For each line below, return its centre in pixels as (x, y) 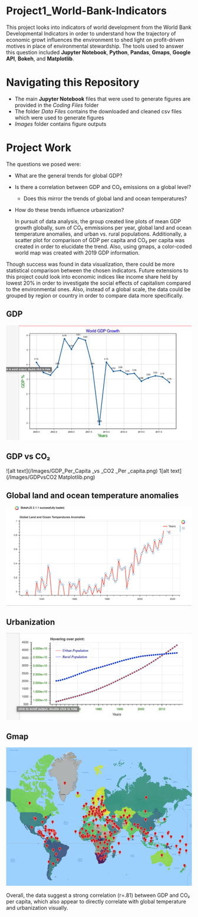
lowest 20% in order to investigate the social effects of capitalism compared (99, 283)
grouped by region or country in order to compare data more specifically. (95, 295)
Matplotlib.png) (77, 477)
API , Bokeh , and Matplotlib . (40, 58)
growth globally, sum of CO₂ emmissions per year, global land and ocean (103, 227)
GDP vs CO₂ (28, 457)
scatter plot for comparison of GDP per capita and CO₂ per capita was (100, 240)
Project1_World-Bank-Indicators (86, 11)
